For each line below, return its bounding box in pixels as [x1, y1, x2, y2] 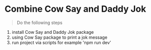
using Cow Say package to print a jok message [11, 34, 108, 40]
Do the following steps [16, 20, 63, 25]
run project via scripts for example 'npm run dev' [11, 39, 112, 45]
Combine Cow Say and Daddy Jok [4, 3, 147, 15]
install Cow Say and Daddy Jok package [11, 29, 94, 35]
